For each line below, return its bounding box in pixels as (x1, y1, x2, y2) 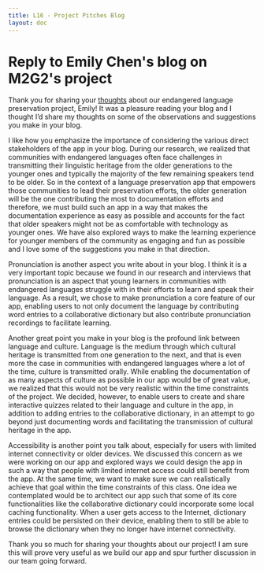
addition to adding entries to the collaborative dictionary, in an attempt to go (8, 408, 255, 418)
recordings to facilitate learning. (8, 318, 112, 327)
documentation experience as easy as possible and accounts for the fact (8, 211, 245, 220)
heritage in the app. (8, 426, 73, 435)
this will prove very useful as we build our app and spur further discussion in (8, 548, 257, 557)
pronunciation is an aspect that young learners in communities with (8, 276, 226, 286)
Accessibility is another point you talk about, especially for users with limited (8, 441, 257, 450)
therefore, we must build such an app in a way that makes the (8, 202, 208, 213)
